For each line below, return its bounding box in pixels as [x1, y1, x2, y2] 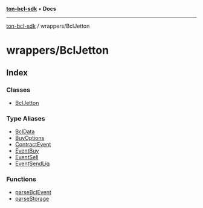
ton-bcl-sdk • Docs [6, 5, 56, 12]
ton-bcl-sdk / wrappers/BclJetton [6, 22, 90, 30]
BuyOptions [14, 134, 45, 142]
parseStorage [14, 195, 50, 203]
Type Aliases [6, 114, 45, 122]
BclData [14, 128, 35, 135]
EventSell [14, 154, 39, 161]
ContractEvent [14, 141, 51, 148]
